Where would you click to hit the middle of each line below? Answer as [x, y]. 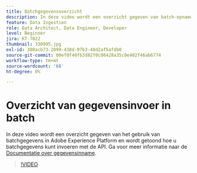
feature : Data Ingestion [36, 22]
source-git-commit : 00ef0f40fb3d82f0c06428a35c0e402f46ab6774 [84, 55]
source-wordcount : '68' [35, 66]
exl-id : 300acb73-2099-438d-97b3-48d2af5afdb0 [64, 50]
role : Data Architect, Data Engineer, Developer [67, 28]
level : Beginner [26, 33]
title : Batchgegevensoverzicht [44, 11]
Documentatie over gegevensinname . [51, 153]
